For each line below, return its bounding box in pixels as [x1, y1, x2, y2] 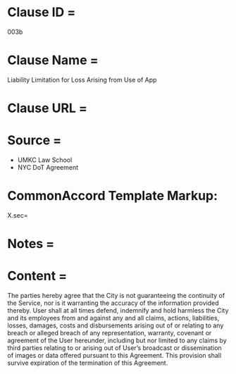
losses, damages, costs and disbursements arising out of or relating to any [7, 321, 224, 330]
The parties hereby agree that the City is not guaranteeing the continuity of [7, 292, 225, 300]
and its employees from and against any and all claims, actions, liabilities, [7, 314, 220, 323]
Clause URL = [7, 100, 88, 116]
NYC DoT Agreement [17, 163, 79, 171]
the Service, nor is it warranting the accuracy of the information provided [7, 299, 219, 307]
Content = [7, 268, 68, 284]
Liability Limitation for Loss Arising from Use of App [7, 75, 157, 84]
